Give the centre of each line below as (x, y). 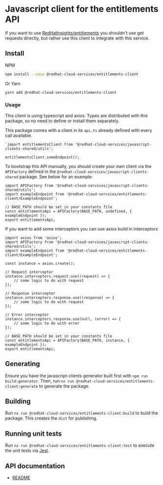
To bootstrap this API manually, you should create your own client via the (78, 166)
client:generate (21, 386)
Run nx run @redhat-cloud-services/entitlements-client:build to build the (82, 413)
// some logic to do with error (47, 323)
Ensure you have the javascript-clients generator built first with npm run (76, 376)
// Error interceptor (27, 315)
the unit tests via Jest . (27, 451)
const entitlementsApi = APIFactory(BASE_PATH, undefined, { (69, 211)
